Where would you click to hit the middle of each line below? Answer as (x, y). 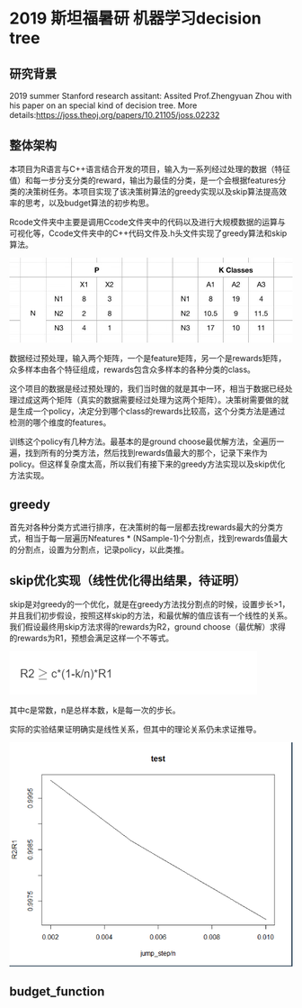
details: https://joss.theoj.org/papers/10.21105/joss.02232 (115, 115)
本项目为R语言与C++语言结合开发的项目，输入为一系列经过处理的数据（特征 (150, 168)
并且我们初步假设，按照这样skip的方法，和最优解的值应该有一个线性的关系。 (151, 615)
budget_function (57, 992)
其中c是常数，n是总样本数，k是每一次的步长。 (95, 710)
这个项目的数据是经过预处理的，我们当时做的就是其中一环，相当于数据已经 (147, 389)
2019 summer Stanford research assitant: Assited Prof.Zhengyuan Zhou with (151, 96)
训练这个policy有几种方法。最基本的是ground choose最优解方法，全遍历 (143, 441)
